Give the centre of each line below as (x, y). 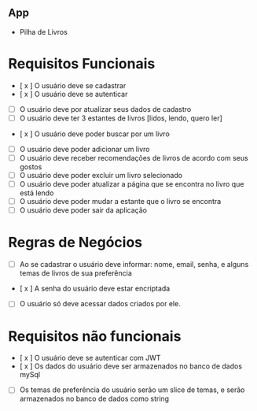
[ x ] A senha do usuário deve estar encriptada (95, 289)
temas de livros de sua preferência (75, 273)
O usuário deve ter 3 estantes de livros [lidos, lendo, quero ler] (121, 118)
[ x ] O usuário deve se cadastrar (73, 85)
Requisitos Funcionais (82, 64)
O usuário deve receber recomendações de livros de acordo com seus (134, 157)
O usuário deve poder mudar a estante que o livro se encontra (120, 202)
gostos (31, 167)
